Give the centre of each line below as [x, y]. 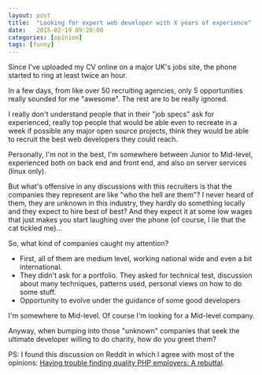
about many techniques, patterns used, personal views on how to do [131, 284]
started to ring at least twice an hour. [68, 75]
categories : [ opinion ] [45, 37]
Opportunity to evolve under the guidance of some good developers [130, 300]
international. [41, 267]
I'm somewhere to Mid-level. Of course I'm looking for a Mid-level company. [131, 316]
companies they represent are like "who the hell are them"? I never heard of [131, 195]
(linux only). [28, 171]
